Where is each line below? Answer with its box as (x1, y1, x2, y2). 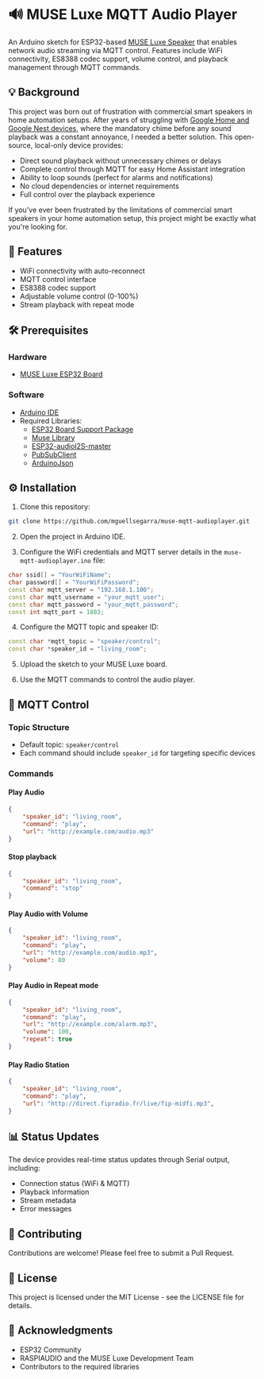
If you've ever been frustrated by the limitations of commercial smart (8, 205, 232, 214)
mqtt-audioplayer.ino (19, 557, 91, 566)
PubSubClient (31, 450, 77, 459)
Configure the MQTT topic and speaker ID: (19, 622, 159, 632)
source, (8, 140, 33, 150)
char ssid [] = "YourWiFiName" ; (8, 571, 112, 579)
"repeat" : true (22, 1035, 73, 1044)
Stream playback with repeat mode (19, 299, 135, 309)
